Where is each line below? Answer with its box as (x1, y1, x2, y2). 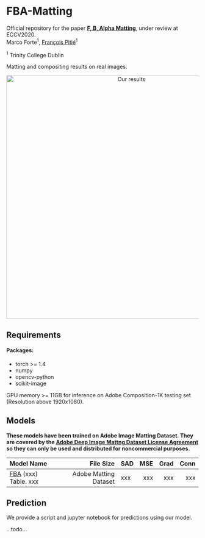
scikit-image (15, 380, 47, 387)
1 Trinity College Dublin (6, 50, 64, 58)
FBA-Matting (6, 4, 73, 18)
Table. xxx (9, 477, 38, 486)
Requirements (6, 330, 61, 340)
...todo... (6, 526, 27, 533)
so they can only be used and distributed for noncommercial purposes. (6, 445, 190, 452)
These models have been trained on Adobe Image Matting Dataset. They (6, 431, 193, 439)
